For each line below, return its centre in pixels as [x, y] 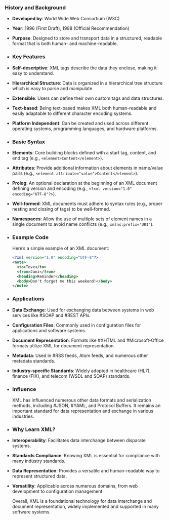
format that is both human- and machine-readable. [65, 44]
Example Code [30, 237]
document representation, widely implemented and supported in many [85, 507]
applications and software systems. [49, 330]
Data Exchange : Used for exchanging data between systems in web [83, 310]
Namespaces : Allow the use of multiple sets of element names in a [82, 219]
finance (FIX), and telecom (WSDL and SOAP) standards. [71, 376]
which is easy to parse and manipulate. [53, 88]
